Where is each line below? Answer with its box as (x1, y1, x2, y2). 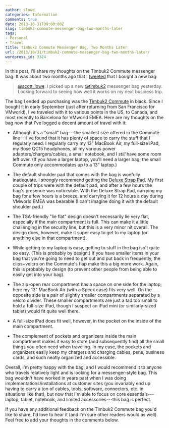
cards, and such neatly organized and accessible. (12, 354, 116, 361)
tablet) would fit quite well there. (12, 308, 80, 314)
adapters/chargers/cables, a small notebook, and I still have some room (12, 151, 161, 157)
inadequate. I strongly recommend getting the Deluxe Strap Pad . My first (12, 177, 163, 183)
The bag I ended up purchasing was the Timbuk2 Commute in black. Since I (5, 98, 163, 104)
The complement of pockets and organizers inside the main (12, 333, 137, 339)
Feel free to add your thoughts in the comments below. (5, 417, 119, 423)
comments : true (5, 17, 37, 22)
